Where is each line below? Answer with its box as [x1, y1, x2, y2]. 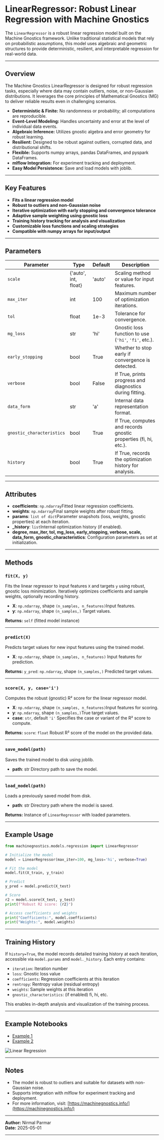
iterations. [114, 302, 138, 309]
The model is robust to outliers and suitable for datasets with [12, 1079, 135, 1085]
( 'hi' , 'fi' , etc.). [114, 337, 154, 344]
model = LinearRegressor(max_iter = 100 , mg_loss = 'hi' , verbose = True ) [5, 857, 147, 862]
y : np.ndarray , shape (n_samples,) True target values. [12, 710, 120, 716]
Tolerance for [114, 310, 145, 317]
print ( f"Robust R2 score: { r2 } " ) [5, 902, 73, 907]
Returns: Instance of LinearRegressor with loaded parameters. [5, 812, 131, 818]
